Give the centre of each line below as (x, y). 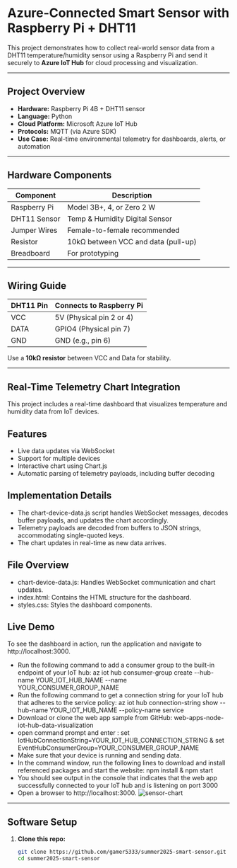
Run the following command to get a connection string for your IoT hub (120, 695)
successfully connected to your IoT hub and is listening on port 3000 (118, 786)
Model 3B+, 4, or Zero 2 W (111, 207)
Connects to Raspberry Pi (99, 306)
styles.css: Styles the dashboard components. (85, 605)
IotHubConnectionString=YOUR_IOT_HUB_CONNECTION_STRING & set (121, 741)
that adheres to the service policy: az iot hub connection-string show (118, 703)
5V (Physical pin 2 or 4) (94, 318)
